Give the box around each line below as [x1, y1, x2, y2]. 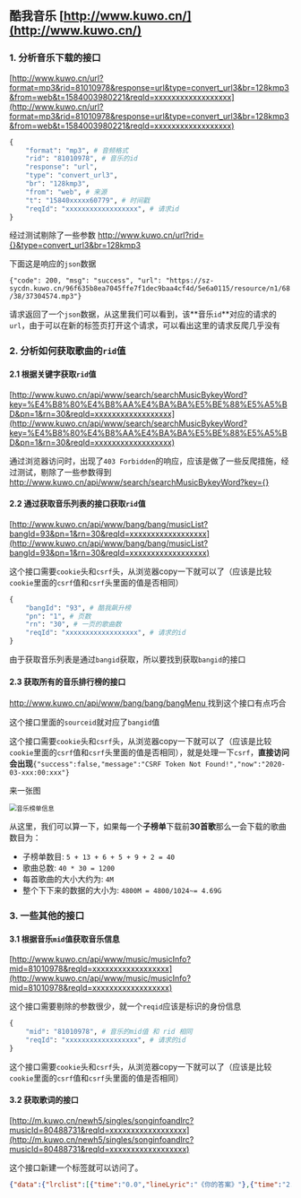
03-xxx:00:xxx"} [9, 768, 70, 777]
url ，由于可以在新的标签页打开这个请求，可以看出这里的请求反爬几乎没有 [9, 320, 280, 331]
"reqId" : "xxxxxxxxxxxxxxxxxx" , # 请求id [25, 204, 180, 213]
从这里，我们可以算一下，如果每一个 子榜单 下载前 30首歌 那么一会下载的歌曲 [9, 821, 287, 832]
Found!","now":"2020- [204, 760, 287, 769]
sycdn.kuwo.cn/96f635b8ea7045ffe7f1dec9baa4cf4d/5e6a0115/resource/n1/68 [9, 284, 291, 293]
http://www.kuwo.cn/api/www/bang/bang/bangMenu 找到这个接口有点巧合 [9, 698, 287, 708]
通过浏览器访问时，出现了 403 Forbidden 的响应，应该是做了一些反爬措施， [9, 456, 282, 466]
